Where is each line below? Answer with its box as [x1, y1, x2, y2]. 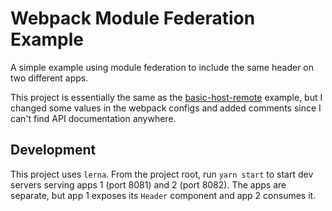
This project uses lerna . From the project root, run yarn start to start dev [10, 168, 314, 180]
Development [10, 142, 97, 159]
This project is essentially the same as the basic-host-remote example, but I [10, 91, 323, 103]
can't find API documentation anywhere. [10, 112, 177, 124]
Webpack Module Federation [10, 7, 256, 30]
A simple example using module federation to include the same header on [10, 61, 315, 73]
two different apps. [10, 72, 89, 84]
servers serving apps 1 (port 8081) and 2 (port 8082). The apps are [10, 178, 287, 191]
